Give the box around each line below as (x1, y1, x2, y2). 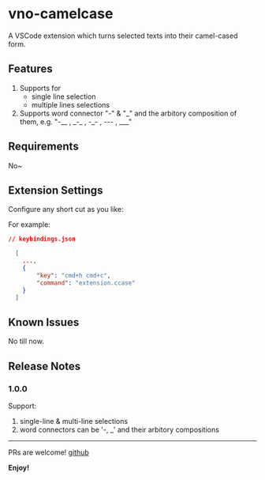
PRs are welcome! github (8, 448, 89, 457)
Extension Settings (8, 183, 103, 197)
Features (8, 62, 53, 76)
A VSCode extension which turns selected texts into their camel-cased (8, 31, 238, 40)
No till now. (8, 337, 45, 346)
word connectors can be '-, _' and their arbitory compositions (19, 425, 219, 434)
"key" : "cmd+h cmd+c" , (36, 271, 111, 279)
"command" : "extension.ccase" (36, 278, 136, 287)
